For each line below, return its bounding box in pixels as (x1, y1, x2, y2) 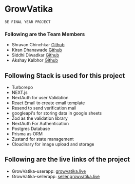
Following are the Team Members (4, 31, 85, 37)
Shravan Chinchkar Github (11, 42, 65, 48)
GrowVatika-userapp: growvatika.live (11, 168, 86, 174)
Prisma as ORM (11, 131, 43, 137)
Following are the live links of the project (4, 155, 130, 164)
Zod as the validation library (11, 115, 68, 121)
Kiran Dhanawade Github (11, 47, 62, 53)
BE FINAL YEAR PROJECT (4, 19, 51, 24)
